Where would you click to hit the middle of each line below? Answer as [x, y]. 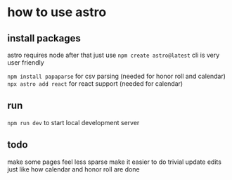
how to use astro [57, 12]
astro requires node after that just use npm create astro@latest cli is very [114, 55]
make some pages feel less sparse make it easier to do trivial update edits [114, 162]
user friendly [26, 63]
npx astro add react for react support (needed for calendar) [95, 84]
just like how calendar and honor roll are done [73, 169]
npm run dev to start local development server [73, 122]
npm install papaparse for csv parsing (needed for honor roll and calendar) [117, 76]
